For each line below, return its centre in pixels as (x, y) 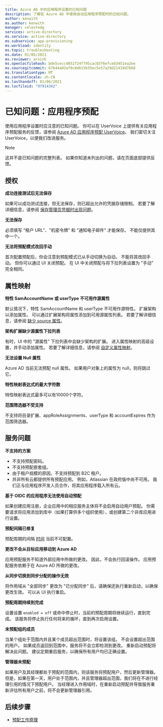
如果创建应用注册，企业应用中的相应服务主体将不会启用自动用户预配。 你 (78, 506)
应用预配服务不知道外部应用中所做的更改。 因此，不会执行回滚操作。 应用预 (81, 559)
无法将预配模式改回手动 (28, 247)
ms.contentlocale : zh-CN (30, 77)
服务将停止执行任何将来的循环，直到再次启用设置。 (70, 618)
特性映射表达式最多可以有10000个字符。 (45, 395)
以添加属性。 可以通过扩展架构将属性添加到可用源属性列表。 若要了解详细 (78, 315)
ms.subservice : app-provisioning (39, 41)
